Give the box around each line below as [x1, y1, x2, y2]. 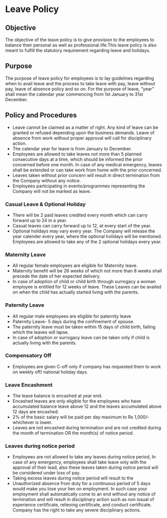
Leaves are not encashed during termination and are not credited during [12, 425, 161, 431]
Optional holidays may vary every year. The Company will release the [12, 228, 155, 234]
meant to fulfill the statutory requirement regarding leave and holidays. [5, 48, 150, 53]
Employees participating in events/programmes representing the [12, 183, 145, 189]
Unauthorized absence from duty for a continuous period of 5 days [12, 480, 151, 486]
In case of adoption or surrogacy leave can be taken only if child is [12, 334, 150, 340]
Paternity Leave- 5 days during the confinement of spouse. [12, 318, 134, 324]
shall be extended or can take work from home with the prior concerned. [12, 167, 162, 173]
